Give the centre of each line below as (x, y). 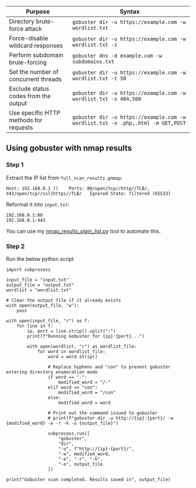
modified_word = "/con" (87, 392)
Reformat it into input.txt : (38, 204)
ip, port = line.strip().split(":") (71, 331)
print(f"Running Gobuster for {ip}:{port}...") (86, 336)
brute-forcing (28, 62)
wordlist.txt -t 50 (99, 78)
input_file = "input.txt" (37, 280)
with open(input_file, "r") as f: (48, 321)
